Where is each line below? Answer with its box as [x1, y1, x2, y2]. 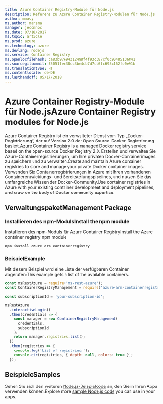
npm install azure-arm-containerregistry [5, 244, 90, 248]
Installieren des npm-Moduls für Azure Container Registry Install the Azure [5, 229, 153, 235]
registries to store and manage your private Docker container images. [5, 163, 144, 169]
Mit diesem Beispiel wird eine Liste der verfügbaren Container [5, 266, 129, 272]
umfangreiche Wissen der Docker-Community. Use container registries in [5, 179, 151, 185]
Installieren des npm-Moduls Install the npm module [5, 218, 130, 225]
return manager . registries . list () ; [14, 334, 86, 339]
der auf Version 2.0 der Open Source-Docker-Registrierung [35, 138, 154, 143]
